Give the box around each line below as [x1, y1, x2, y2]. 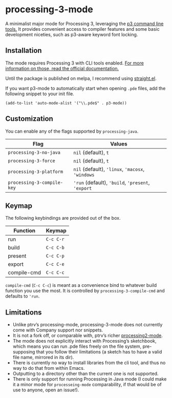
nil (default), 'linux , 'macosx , [73, 165, 145, 173]
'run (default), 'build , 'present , [73, 179, 150, 186]
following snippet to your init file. [5, 91, 74, 97]
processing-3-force [8, 158, 55, 163]
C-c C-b [46, 245, 65, 250]
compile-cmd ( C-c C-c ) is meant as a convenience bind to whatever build [5, 282, 157, 288]
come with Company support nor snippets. [12, 327, 103, 333]
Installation [5, 46, 42, 55]
